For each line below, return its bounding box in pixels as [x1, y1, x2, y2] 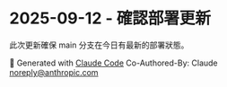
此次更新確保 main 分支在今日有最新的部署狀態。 [9, 39, 189, 50]
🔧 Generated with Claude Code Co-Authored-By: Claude [9, 57, 218, 68]
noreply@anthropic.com [9, 66, 99, 77]
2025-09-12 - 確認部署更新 [9, 8, 211, 29]
